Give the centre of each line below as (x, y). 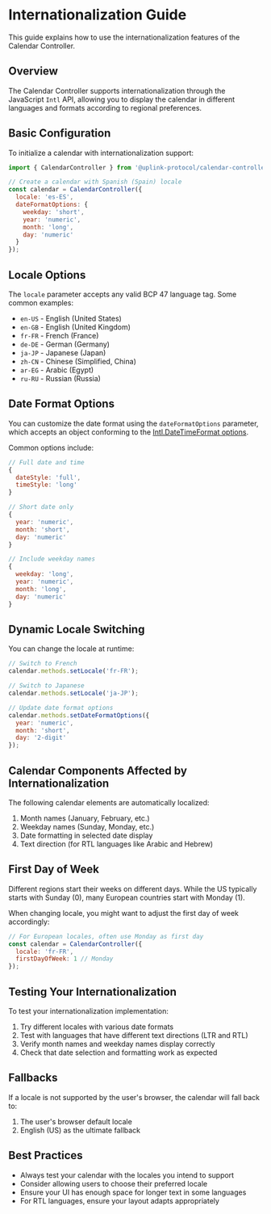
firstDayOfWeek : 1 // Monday (65, 959)
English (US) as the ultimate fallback (80, 1130)
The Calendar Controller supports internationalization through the (117, 90)
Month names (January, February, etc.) (85, 818)
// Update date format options (61, 708)
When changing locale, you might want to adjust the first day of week (124, 913)
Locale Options (47, 275)
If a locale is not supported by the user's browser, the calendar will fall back (134, 1097)
